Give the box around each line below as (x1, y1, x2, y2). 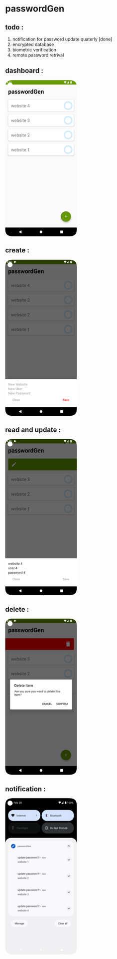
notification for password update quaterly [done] (12, 36, 113, 42)
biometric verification (12, 47, 56, 52)
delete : (5, 605, 29, 614)
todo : (5, 23, 24, 31)
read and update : (5, 426, 61, 434)
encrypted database (12, 41, 54, 47)
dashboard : (5, 66, 44, 75)
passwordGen (5, 3, 65, 14)
